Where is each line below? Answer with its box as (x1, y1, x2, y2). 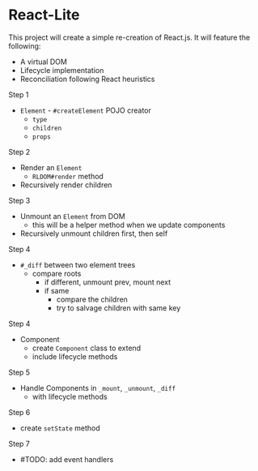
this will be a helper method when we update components (32, 220, 226, 229)
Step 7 (8, 439, 31, 448)
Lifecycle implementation (19, 65, 104, 75)
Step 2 (8, 147, 31, 156)
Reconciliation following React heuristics (19, 74, 155, 83)
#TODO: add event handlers (19, 454, 114, 464)
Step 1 (8, 89, 29, 99)
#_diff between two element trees (19, 259, 136, 269)
